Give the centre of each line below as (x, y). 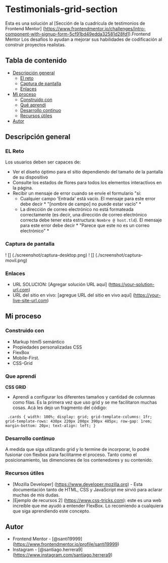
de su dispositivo (30, 177)
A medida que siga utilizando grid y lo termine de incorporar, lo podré (77, 449)
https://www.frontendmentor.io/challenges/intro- (95, 28)
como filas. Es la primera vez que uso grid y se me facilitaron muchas (85, 403)
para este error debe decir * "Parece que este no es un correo (85, 226)
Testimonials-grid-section (61, 9)
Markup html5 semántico (38, 342)
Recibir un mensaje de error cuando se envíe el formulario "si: (77, 193)
